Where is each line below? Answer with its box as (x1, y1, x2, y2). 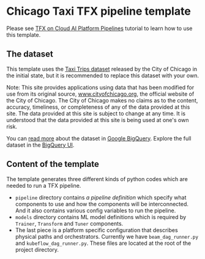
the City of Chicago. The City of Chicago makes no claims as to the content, (6, 96, 198, 104)
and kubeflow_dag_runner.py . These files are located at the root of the (15, 239, 192, 247)
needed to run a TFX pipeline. (6, 182, 81, 189)
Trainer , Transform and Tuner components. (15, 220, 124, 227)
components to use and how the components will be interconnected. (15, 200, 188, 207)
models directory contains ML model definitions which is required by (15, 213, 187, 220)
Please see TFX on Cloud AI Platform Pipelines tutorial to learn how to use (6, 25, 193, 32)
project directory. (15, 245, 59, 253)
